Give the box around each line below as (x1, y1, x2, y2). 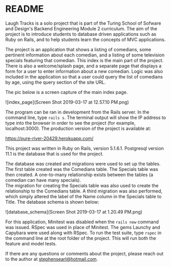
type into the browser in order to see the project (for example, (5, 120, 136, 126)
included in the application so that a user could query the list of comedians (5, 73, 163, 80)
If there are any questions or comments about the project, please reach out (5, 250, 164, 257)
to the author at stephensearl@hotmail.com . (5, 256, 98, 262)
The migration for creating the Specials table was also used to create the (5, 182, 159, 188)
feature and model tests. (5, 240, 57, 246)
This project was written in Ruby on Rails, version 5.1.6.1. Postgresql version (5, 145, 164, 151)
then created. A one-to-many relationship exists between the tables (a (5, 171, 154, 178)
